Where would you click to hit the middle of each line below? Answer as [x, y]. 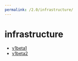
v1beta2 [20, 53]
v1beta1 [19, 48]
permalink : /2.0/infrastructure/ [39, 10]
